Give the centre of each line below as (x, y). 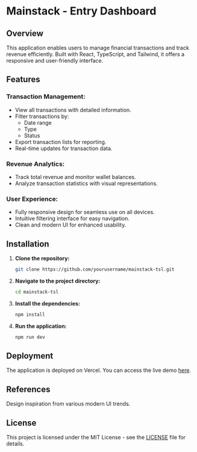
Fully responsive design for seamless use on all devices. (85, 212)
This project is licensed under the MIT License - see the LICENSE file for (96, 438)
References (28, 389)
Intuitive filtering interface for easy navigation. (72, 219)
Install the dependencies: (47, 303)
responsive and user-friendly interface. (55, 61)
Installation (28, 244)
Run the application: (41, 326)
